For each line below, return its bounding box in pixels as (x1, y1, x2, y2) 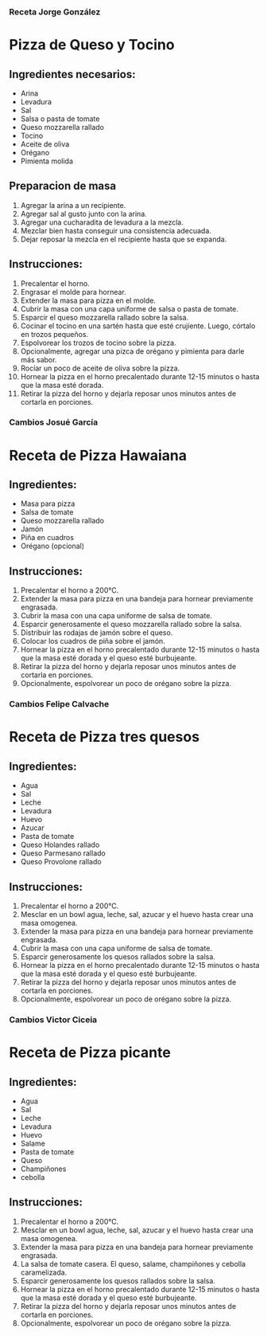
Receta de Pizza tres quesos (9, 728, 200, 746)
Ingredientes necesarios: (9, 67, 136, 81)
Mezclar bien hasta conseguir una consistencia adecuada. (20, 225, 211, 235)
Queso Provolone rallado (20, 857, 102, 867)
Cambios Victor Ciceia (9, 1014, 98, 1025)
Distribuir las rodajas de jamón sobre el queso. (20, 628, 173, 637)
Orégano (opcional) (20, 541, 85, 551)
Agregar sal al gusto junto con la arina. (20, 209, 148, 218)
